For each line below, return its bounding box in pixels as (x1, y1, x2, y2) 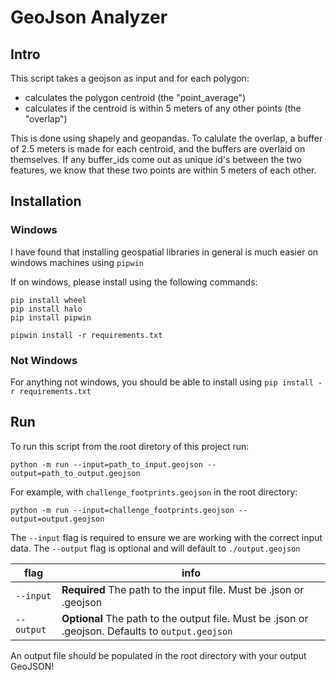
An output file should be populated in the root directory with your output (10, 649, 307, 661)
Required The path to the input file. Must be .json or (61, 582, 305, 596)
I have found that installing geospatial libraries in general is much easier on (10, 246, 319, 258)
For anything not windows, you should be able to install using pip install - (10, 376, 323, 388)
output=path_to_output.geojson (10, 468, 141, 478)
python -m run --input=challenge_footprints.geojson (10, 505, 235, 515)
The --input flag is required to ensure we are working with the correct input (10, 531, 323, 543)
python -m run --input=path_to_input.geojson (10, 459, 203, 470)
